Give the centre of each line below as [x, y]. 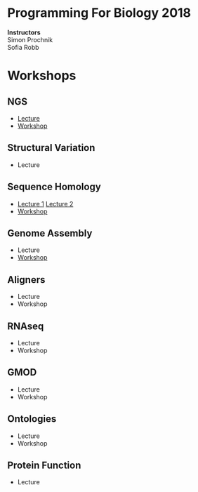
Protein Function [44, 466]
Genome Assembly [50, 233]
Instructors [24, 32]
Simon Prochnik [30, 39]
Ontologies [32, 419]
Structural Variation [51, 148]
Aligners [26, 280]
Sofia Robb [24, 47]
